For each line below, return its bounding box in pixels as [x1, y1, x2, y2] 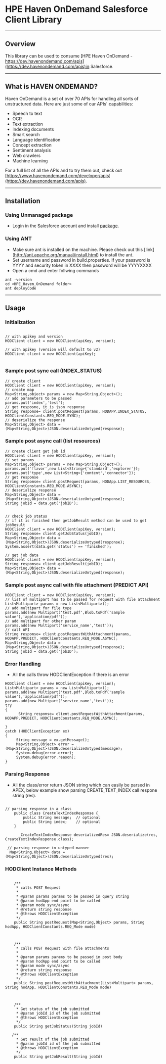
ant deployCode [5, 286, 37, 290]
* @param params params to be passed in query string [16, 894, 129, 899]
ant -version [5, 277, 32, 282]
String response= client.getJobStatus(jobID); [5, 531, 103, 536]
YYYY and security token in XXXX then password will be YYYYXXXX [12, 262, 152, 268]
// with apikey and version [5, 334, 63, 339]
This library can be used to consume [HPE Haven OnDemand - [5, 53, 132, 59]
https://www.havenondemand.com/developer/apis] [6, 172, 111, 179]
